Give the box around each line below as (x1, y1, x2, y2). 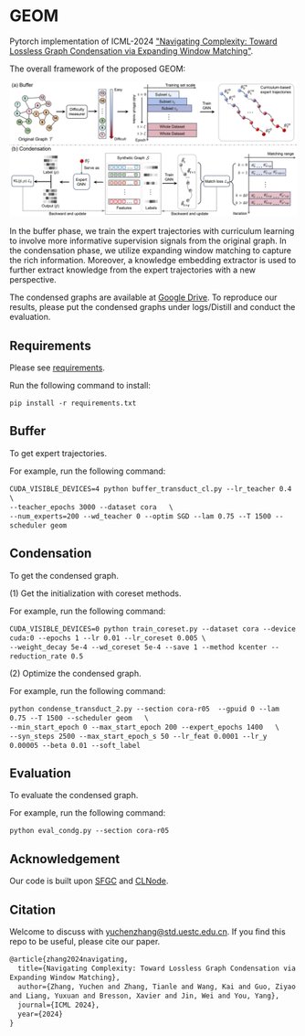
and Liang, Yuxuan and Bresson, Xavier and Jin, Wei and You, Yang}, (9, 991, 280, 1001)
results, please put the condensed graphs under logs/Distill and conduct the (9, 302, 296, 313)
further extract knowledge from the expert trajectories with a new (9, 264, 257, 275)
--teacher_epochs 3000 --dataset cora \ (9, 502, 174, 512)
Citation (9, 902, 57, 917)
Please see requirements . (9, 362, 105, 373)
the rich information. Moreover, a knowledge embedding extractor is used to (9, 255, 297, 266)
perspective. (9, 274, 57, 285)
